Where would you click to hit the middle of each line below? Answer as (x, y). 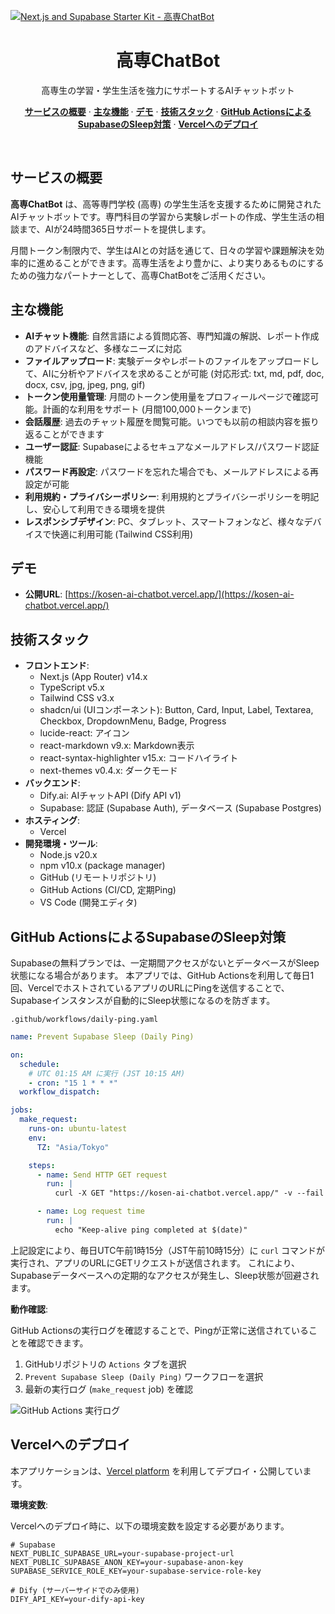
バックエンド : (52, 783)
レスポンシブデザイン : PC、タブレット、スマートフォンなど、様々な (164, 521)
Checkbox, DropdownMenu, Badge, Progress (133, 721)
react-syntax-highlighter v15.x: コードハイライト (139, 758)
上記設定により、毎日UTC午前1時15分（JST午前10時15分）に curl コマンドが (168, 1250)
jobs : (21, 1110)
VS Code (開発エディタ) (88, 902)
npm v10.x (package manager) (102, 866)
